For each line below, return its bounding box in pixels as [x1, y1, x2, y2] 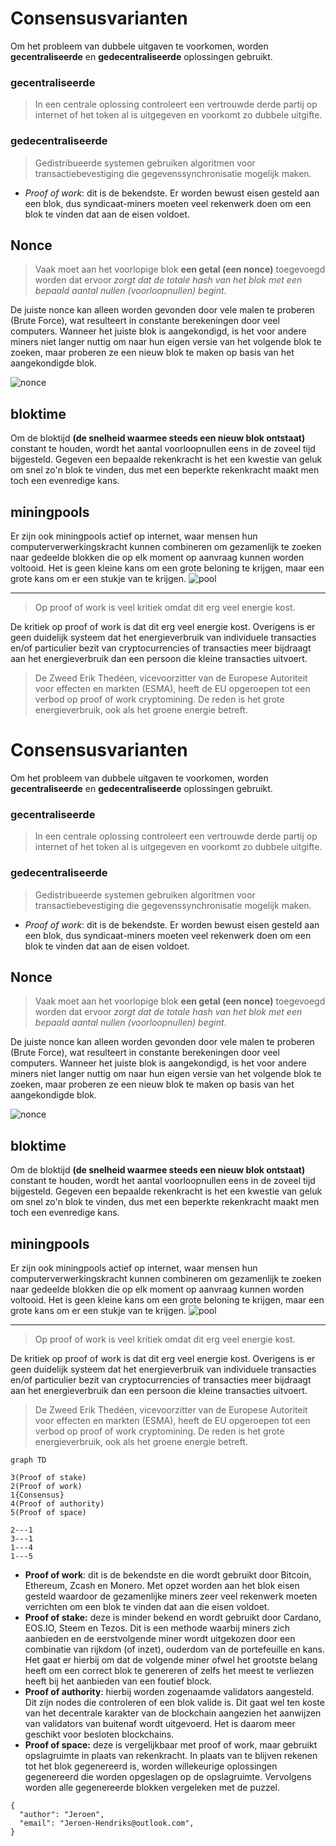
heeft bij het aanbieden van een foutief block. [24, 1675, 213, 1687]
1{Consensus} [10, 1490, 65, 1500]
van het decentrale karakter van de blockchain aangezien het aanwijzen [24, 1707, 322, 1719]
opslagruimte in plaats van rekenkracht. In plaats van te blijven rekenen [24, 1749, 318, 1761]
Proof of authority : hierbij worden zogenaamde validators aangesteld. [24, 1685, 315, 1697]
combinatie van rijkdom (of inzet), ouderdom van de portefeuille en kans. [24, 1643, 325, 1655]
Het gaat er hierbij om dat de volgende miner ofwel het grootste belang [24, 1653, 318, 1666]
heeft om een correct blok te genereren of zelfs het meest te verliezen [24, 1664, 315, 1676]
